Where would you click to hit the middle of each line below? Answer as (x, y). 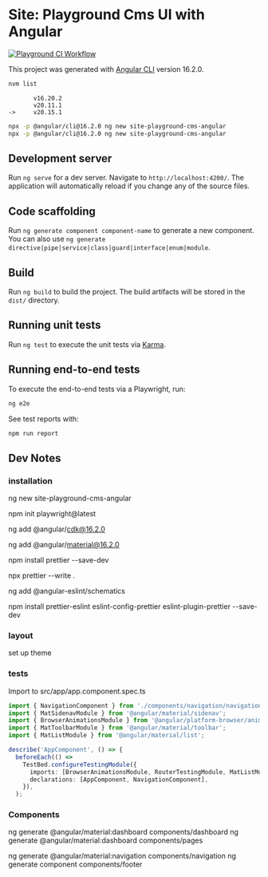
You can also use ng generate (57, 239)
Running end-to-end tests (74, 370)
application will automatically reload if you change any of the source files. (129, 186)
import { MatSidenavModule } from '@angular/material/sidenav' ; (117, 713)
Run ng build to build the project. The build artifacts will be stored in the (127, 292)
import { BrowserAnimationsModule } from (78, 721)
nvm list (23, 84)
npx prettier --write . (42, 575)
